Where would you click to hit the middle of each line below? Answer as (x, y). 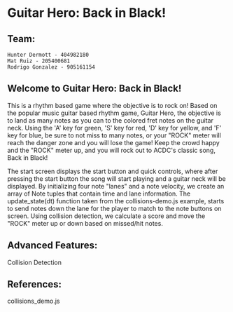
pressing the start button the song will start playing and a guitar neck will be (116, 178)
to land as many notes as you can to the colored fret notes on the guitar (110, 120)
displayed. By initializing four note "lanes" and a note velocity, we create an (116, 186)
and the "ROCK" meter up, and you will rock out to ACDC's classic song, (111, 150)
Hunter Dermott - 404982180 (48, 55)
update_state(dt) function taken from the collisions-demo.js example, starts (116, 201)
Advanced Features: (52, 246)
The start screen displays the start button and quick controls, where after (113, 171)
